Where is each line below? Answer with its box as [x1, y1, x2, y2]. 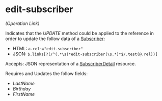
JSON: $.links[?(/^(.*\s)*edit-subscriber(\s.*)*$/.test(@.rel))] [12, 51, 158, 57]
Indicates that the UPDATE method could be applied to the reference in [5, 30, 154, 36]
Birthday [12, 85, 31, 92]
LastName [12, 80, 35, 86]
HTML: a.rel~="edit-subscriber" [12, 45, 83, 51]
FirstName [12, 91, 35, 97]
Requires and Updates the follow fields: [5, 70, 88, 77]
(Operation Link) [5, 20, 40, 26]
